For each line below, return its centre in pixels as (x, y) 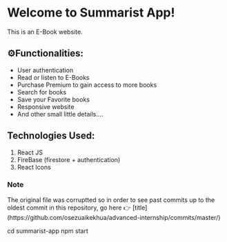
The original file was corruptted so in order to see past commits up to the (111, 200)
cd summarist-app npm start (48, 231)
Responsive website (46, 107)
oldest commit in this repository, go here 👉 (69, 208)
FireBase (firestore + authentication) (69, 159)
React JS (30, 152)
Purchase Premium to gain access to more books (87, 85)
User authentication (45, 70)
